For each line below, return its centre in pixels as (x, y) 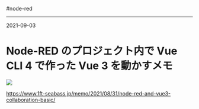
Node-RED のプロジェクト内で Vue (92, 51)
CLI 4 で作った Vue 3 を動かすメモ (89, 66)
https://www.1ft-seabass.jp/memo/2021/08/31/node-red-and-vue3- (89, 93)
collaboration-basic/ (31, 100)
